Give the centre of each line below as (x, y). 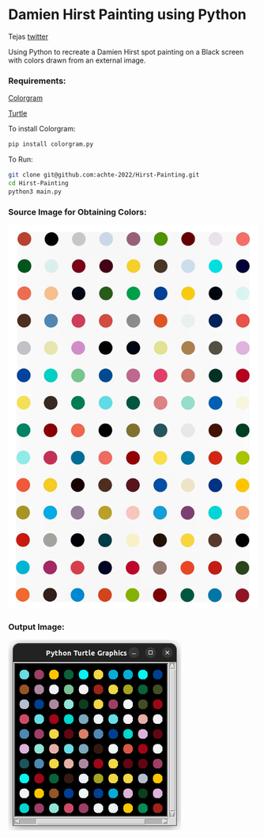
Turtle (18, 113)
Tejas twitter (28, 36)
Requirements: (37, 81)
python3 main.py (35, 192)
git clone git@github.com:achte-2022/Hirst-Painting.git (104, 175)
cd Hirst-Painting (38, 183)
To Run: (21, 159)
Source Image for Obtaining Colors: (77, 211)
